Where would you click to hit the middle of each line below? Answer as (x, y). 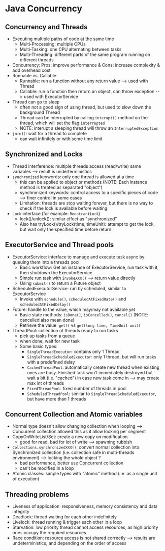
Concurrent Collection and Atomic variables (74, 415)
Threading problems (37, 494)
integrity (21, 512)
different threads (37, 60)
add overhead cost (31, 70)
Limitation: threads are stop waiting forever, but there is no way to (86, 203)
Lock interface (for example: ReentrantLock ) (56, 213)
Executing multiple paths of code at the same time (63, 39)
